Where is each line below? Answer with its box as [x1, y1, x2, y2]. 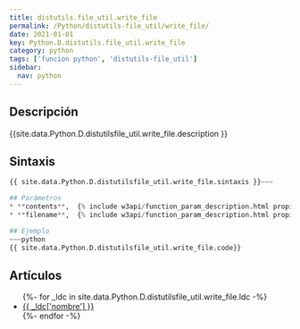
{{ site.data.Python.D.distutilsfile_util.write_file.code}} [9, 243, 242, 252]
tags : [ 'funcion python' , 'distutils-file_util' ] [9, 55, 198, 63]
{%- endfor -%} [21, 310, 81, 322]
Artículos [9, 267, 62, 283]
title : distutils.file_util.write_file [9, 13, 158, 22]
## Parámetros [9, 194, 62, 203]
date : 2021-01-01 [9, 30, 74, 38]
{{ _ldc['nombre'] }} [21, 301, 95, 312]
